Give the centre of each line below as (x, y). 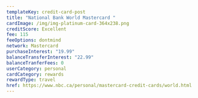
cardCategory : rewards (35, 74)
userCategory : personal (37, 68)
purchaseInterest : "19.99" (41, 52)
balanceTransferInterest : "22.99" (50, 57)
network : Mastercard (33, 46)
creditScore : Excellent (37, 29)
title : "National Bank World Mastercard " (61, 18)
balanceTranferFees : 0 (35, 63)
